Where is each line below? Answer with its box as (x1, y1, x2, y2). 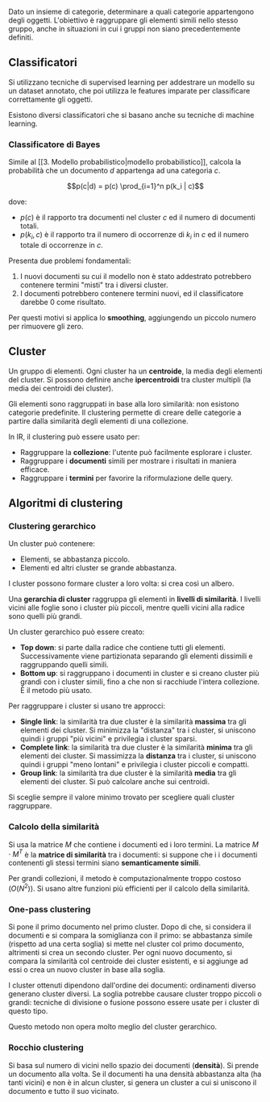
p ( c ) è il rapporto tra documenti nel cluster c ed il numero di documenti (19, 213, 255, 223)
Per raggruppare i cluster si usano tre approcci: (8, 701, 165, 711)
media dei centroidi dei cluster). (8, 383, 114, 393)
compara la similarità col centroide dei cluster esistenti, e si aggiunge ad (8, 956, 248, 966)
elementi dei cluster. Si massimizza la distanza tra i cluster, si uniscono (19, 751, 256, 761)
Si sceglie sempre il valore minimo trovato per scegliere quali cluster (8, 792, 235, 802)
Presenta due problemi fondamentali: (8, 256, 131, 265)
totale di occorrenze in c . (19, 240, 103, 249)
